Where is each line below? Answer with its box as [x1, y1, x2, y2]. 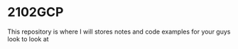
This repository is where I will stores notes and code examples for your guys [7, 27, 231, 36]
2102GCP [7, 4, 64, 20]
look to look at [7, 34, 49, 43]
